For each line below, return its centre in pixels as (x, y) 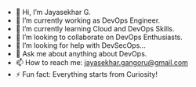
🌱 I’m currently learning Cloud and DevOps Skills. (95, 29)
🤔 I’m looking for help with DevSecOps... (81, 45)
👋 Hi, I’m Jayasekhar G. (53, 12)
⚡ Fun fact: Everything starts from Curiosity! (87, 74)
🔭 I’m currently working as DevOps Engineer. (88, 20)
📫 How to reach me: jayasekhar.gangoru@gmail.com (102, 62)
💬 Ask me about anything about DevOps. (81, 54)
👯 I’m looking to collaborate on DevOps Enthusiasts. (99, 37)
